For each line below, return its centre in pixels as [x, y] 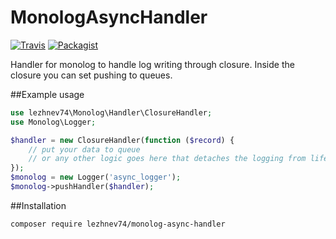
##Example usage [47, 94]
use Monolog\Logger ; [53, 122]
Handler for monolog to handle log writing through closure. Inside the [152, 64]
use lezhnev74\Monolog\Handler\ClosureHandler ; [111, 112]
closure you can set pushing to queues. [91, 75]
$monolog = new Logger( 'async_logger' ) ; [96, 177]
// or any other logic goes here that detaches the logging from [167, 159]
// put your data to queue [84, 149]
